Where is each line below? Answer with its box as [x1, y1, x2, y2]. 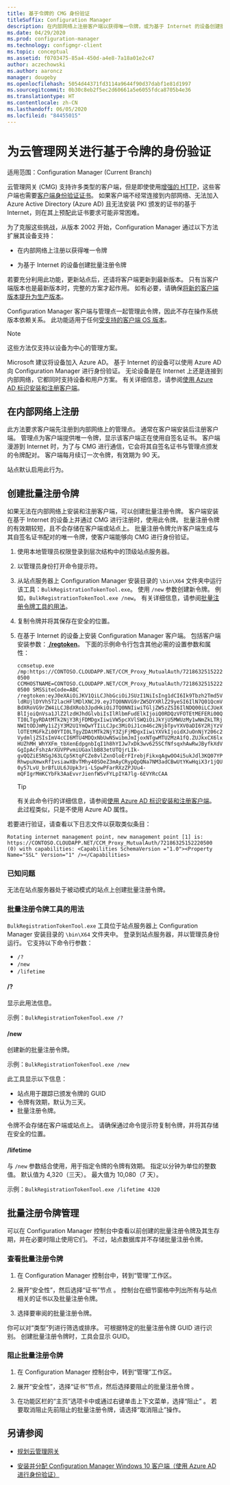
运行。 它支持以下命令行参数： [7, 939, 93, 947]
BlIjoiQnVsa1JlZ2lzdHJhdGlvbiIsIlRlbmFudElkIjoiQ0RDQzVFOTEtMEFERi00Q [16, 711, 223, 717]
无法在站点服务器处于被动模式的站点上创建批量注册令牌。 [7, 886, 169, 894]
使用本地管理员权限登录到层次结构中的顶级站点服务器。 [16, 547, 173, 556]
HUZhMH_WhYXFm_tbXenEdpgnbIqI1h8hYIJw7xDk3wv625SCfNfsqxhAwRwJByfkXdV [16, 741, 223, 748]
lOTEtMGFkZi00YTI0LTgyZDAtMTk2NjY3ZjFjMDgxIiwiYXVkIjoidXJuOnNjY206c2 [16, 728, 223, 735]
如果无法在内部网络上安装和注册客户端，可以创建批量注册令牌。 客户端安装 [7, 507, 219, 516]
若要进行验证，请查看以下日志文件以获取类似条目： [7, 820, 151, 828]
